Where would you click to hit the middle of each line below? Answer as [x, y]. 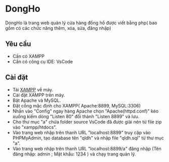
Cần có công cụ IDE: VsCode [43, 62]
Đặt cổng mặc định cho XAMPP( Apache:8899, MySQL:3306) [77, 105]
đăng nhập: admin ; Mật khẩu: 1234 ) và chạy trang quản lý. [74, 154]
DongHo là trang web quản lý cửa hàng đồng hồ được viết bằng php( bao [81, 23]
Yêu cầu [18, 44]
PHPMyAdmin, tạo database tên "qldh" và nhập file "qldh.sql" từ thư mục [88, 138]
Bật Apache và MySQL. [37, 100]
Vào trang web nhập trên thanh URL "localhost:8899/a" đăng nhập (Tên [87, 148]
